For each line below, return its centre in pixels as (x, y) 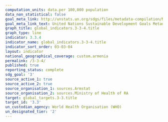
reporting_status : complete (34, 70)
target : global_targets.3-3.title (41, 98)
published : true (22, 65)
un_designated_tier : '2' (31, 112)
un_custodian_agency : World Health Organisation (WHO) (63, 107)
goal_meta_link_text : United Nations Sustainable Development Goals (78, 24)
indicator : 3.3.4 (23, 38)
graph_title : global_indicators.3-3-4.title (52, 28)
